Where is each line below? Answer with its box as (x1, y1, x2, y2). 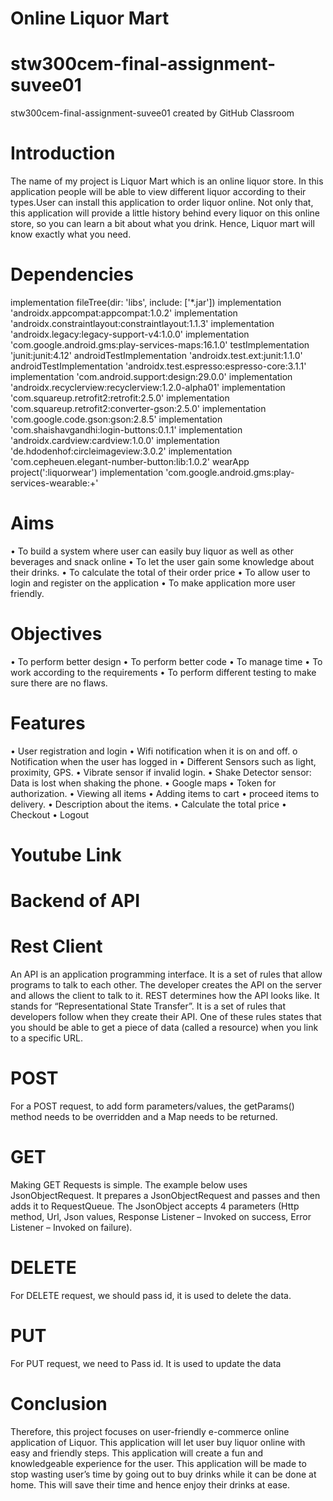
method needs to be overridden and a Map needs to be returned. (10, 1111, 278, 1123)
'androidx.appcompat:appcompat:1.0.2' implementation (10, 307, 238, 319)
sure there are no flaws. (10, 677, 108, 689)
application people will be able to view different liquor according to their (10, 186, 307, 198)
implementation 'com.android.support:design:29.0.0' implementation (10, 371, 293, 382)
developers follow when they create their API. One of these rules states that (10, 1011, 322, 1023)
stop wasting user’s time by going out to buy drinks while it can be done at (10, 1468, 317, 1480)
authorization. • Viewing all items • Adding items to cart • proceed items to (10, 787, 320, 799)
